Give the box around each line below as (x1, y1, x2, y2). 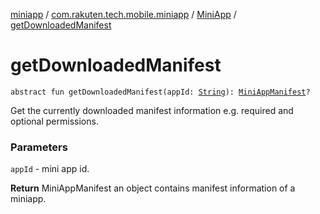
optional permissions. (10, 115, 99, 127)
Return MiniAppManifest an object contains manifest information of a (10, 182, 296, 194)
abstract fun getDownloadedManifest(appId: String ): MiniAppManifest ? (10, 87, 311, 97)
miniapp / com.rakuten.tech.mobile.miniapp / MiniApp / (10, 9, 237, 20)
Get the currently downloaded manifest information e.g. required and (10, 104, 294, 116)
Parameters (10, 140, 68, 154)
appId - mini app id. (10, 163, 90, 175)
